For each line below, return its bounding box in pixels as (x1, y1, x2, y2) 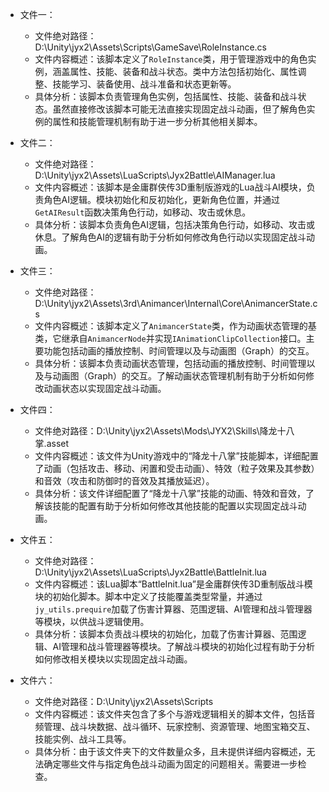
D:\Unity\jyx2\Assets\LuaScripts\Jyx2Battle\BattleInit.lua (34, 566, 267, 578)
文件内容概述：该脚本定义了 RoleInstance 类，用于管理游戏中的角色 (34, 53, 308, 65)
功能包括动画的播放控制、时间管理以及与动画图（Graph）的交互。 (43, 345, 315, 357)
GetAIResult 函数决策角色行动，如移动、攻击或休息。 (34, 206, 252, 218)
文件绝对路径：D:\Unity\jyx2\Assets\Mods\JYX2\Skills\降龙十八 (34, 425, 295, 437)
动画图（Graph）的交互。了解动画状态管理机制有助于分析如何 (52, 370, 307, 382)
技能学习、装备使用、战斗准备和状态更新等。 (52, 78, 237, 90)
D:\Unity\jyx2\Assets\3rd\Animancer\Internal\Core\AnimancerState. (34, 298, 313, 309)
